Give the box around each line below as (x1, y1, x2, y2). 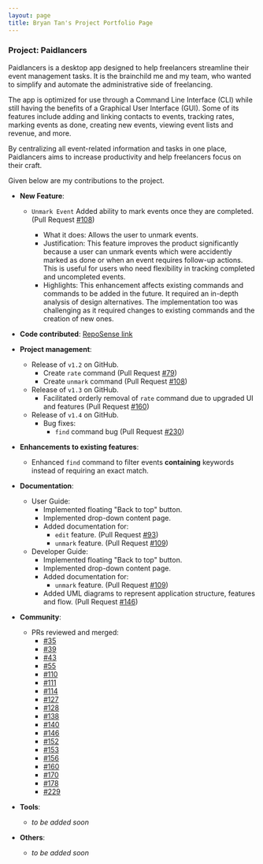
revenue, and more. (8, 128, 72, 138)
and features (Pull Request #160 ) (43, 402, 150, 411)
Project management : (19, 344, 92, 353)
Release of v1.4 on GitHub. (31, 410, 120, 419)
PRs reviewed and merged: (31, 627, 120, 637)
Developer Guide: (31, 546, 88, 556)
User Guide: (31, 496, 71, 506)
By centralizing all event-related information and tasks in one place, (8, 144, 227, 153)
